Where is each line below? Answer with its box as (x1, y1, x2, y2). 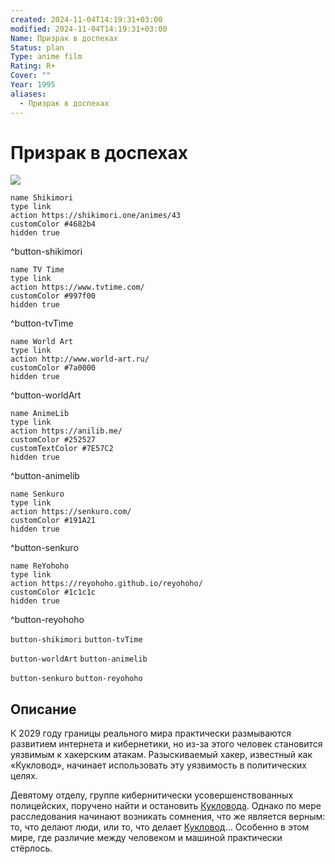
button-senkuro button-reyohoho (10, 674, 143, 684)
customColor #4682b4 (10, 219, 97, 230)
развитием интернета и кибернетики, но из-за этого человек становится (10, 738, 323, 750)
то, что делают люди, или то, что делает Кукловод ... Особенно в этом (10, 821, 310, 833)
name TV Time (10, 265, 65, 275)
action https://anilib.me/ (10, 426, 123, 436)
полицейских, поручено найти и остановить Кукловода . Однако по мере (10, 800, 322, 812)
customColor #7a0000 (10, 363, 97, 373)
